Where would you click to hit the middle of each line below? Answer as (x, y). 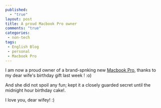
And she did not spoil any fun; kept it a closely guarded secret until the (78, 85)
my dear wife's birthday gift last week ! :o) (48, 76)
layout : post (19, 19)
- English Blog (23, 47)
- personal (18, 51)
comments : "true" (23, 28)
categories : (17, 33)
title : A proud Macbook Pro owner (41, 24)
